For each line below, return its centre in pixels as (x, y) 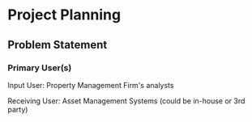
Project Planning (64, 15)
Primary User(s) (40, 68)
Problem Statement (58, 45)
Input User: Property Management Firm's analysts (91, 85)
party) (18, 109)
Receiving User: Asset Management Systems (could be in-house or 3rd (126, 101)
